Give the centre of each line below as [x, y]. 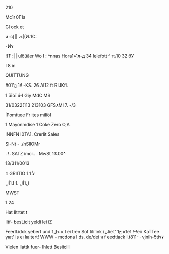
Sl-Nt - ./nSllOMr [23, 144]
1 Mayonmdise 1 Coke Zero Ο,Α [37, 124]
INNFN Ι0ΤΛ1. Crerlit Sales [32, 134]
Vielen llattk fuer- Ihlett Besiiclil [37, 247]
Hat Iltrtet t [16, 212]
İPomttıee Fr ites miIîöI [28, 115]
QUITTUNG [17, 75]
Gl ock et [15, 27]
